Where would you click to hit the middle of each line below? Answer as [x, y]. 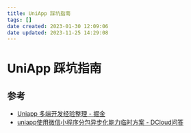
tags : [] [20, 20]
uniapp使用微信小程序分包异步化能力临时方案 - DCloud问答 [100, 122]
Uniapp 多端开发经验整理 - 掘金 [61, 114]
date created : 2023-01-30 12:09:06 [58, 26]
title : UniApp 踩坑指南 [39, 13]
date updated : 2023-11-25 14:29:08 [58, 33]
